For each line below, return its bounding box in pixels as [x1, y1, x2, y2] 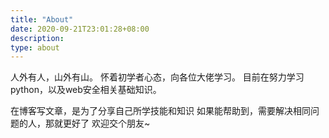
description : [10, 33, 65, 43]
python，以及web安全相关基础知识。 [10, 84, 162, 96]
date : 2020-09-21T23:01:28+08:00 [10, 24, 150, 34]
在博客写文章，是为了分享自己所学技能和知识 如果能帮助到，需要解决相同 [10, 105, 311, 117]
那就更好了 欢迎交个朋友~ [44, 117, 151, 130]
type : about [10, 42, 60, 53]
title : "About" [10, 14, 74, 25]
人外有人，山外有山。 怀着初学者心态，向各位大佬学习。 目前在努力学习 [10, 71, 305, 83]
